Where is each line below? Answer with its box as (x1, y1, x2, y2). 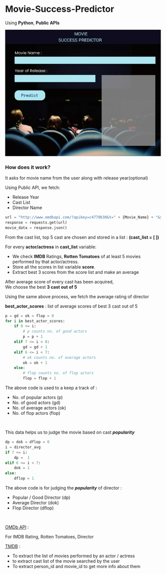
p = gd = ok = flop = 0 (5, 313, 54, 318)
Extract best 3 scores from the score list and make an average (12, 269, 139, 275)
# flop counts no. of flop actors (23, 371, 94, 376)
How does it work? (5, 164, 51, 171)
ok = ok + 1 (23, 360, 48, 365)
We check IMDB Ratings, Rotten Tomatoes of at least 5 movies (12, 253, 141, 259)
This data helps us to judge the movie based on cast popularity (5, 429, 135, 435)
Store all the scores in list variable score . (12, 264, 95, 270)
